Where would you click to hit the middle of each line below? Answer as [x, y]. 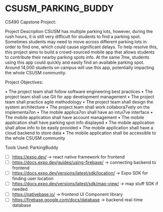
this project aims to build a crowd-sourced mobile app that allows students [80, 52]
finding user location [33, 178]
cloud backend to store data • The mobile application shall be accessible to [81, 133]
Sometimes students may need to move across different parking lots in [76, 41]
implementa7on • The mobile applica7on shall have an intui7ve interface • [79, 112]
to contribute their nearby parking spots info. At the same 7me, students [77, 57]
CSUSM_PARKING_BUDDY [60, 9]
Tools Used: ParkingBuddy [32, 147]
